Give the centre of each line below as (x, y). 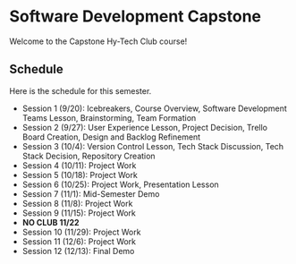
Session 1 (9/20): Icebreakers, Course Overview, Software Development (155, 108)
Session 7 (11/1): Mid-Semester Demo (91, 193)
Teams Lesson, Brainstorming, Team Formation (109, 117)
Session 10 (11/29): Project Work (81, 232)
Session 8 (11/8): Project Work (77, 203)
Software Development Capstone (135, 17)
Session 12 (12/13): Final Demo (78, 251)
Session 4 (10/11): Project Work (79, 165)
